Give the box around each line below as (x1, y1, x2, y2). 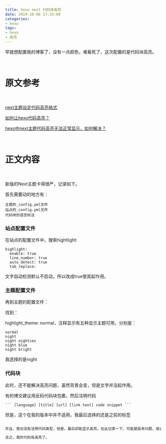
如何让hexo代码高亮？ (5, 114, 50, 121)
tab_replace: (9, 264, 37, 269)
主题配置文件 (5, 287, 36, 294)
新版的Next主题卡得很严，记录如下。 (5, 181, 80, 186)
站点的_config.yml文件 (5, 207, 48, 212)
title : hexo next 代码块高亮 (5, 7, 62, 12)
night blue (5, 343, 28, 348)
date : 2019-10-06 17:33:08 (5, 12, 61, 17)
